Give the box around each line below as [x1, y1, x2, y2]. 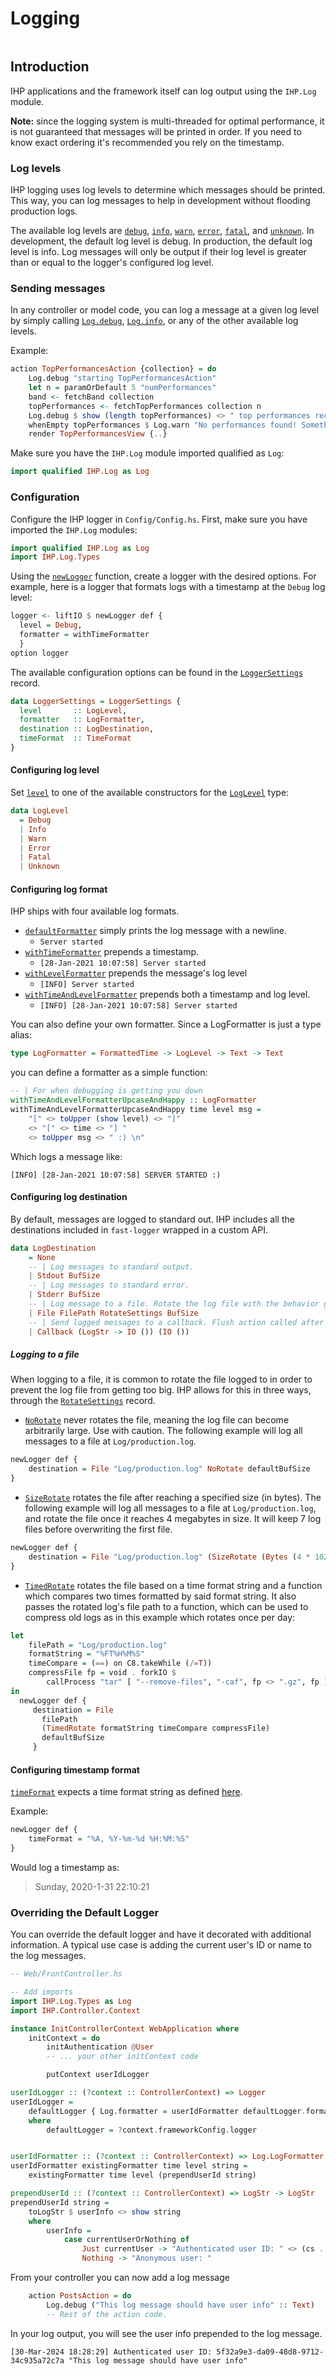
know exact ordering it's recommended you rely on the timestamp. [10, 136, 285, 148]
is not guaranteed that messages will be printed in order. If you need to [10, 125, 302, 137]
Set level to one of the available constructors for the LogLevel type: [10, 787, 290, 799]
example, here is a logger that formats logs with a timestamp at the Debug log [10, 581, 326, 593]
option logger [10, 648, 70, 658]
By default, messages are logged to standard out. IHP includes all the [10, 1213, 295, 1225]
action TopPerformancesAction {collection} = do [10, 364, 217, 374]
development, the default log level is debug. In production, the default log [10, 235, 313, 247]
